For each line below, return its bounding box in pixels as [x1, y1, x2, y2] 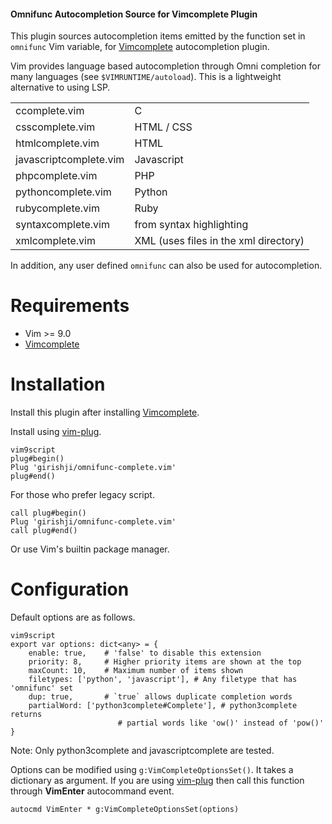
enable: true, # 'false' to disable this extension [28, 648, 262, 659]
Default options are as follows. [10, 611, 136, 624]
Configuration [10, 578, 130, 601]
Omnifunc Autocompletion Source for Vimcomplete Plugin [10, 8, 258, 20]
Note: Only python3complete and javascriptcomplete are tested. [10, 745, 275, 757]
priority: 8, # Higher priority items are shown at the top [28, 657, 302, 667]
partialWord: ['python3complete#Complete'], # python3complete [28, 701, 298, 711]
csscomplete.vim [15, 120, 96, 134]
